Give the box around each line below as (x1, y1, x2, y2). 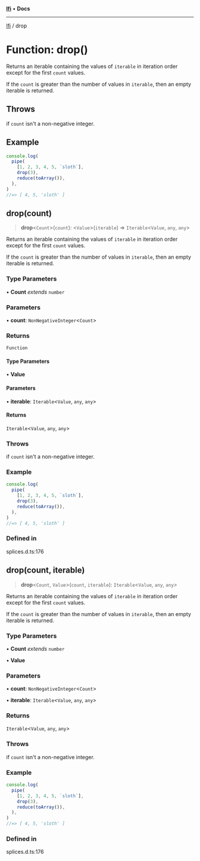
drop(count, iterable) (6, 565, 85, 576)
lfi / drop (6, 22, 27, 29)
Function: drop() (6, 43, 88, 57)
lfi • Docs (6, 5, 30, 12)
